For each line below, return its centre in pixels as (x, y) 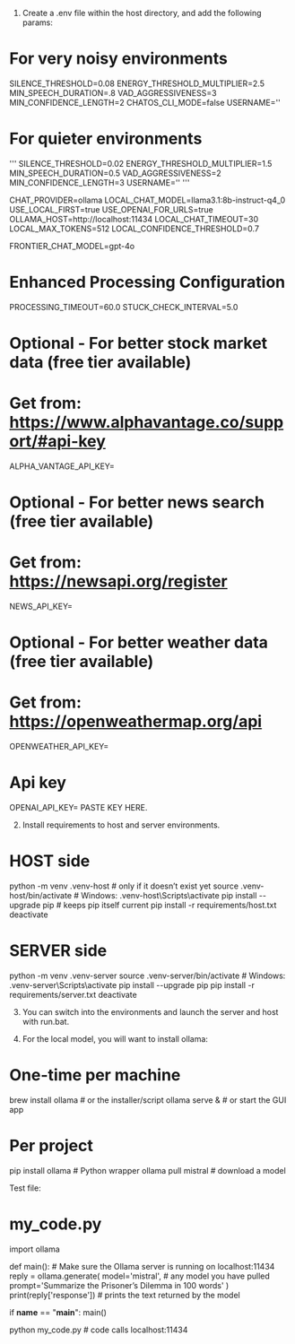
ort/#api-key (57, 442)
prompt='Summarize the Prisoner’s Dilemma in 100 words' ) (119, 1285)
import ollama (35, 1249)
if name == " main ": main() (58, 1312)
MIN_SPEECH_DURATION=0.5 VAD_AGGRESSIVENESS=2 (115, 173)
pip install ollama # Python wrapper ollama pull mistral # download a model (148, 1170)
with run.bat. (46, 1022)
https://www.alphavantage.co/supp (147, 423)
